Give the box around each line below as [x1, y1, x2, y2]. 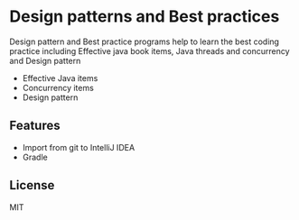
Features [9, 118, 61, 133]
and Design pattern [9, 55, 81, 66]
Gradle [22, 151, 48, 162]
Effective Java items [22, 72, 98, 83]
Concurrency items [22, 82, 95, 93]
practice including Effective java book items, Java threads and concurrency [9, 45, 291, 56]
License [9, 178, 55, 193]
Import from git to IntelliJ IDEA [22, 142, 135, 152]
